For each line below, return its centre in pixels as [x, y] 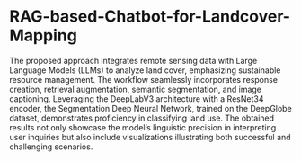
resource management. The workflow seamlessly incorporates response [144, 79]
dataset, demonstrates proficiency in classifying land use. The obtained [142, 118]
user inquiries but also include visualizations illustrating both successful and [150, 137]
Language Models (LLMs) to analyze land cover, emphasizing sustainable [145, 70]
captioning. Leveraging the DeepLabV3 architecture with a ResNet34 [137, 98]
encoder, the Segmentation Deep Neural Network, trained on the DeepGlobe [150, 108]
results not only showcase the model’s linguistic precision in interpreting [143, 127]
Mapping [44, 36]
